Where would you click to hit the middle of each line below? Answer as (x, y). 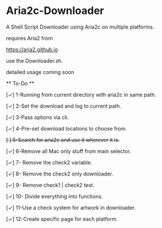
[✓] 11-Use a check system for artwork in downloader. (71, 208)
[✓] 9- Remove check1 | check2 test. (50, 185)
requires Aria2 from (29, 38)
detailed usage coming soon (40, 72)
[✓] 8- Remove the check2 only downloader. (60, 174)
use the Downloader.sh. (34, 61)
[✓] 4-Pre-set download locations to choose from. (66, 128)
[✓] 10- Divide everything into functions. (54, 196)
